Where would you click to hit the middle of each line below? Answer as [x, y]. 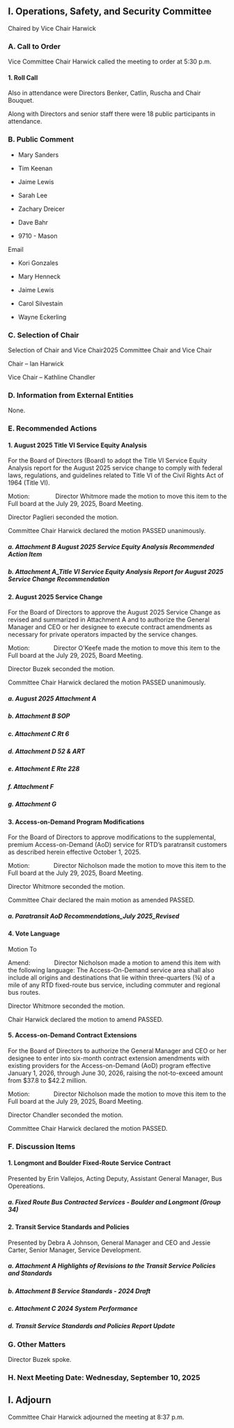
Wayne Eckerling [42, 317]
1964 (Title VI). [29, 483]
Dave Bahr [33, 222]
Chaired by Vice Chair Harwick [52, 28]
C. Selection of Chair [44, 335]
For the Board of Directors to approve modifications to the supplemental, [112, 837]
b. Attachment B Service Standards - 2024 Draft [79, 1291]
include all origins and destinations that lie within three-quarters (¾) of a [111, 977]
